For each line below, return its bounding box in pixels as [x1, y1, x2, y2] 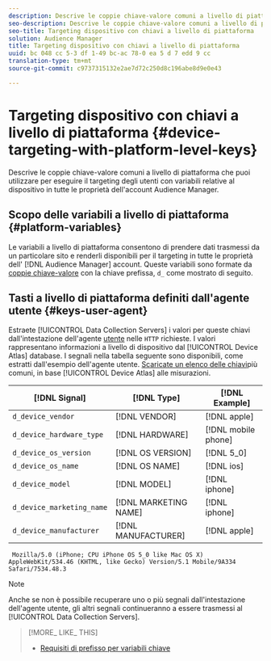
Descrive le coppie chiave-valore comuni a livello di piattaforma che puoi [8, 167, 251, 177]
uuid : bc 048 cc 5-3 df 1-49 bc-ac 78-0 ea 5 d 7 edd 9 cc [8, 49, 211, 57]
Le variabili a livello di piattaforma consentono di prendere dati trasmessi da [8, 242, 261, 251]
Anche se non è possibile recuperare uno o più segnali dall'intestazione [8, 595, 246, 604]
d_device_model [12, 480, 71, 489]
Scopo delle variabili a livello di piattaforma [8, 208, 229, 222]
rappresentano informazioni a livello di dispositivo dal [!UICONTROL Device [8, 343, 258, 352]
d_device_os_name [12, 461, 79, 471]
